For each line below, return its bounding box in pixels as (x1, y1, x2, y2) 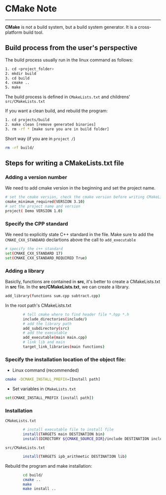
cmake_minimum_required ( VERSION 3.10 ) (5, 199, 85, 204)
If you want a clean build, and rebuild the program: (5, 108, 108, 114)
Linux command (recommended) (12, 368, 79, 373)
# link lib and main (23, 340, 65, 345)
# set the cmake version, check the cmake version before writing (5, 194, 145, 200)
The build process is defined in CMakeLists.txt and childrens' (5, 94, 130, 100)
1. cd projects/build (5, 118, 50, 123)
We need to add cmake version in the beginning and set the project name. (5, 185, 156, 191)
